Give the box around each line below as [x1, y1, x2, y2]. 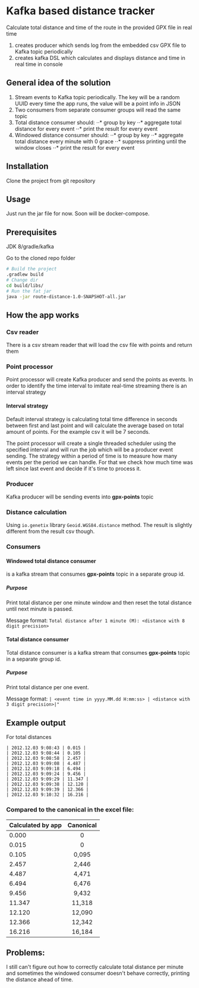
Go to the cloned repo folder [6, 254, 75, 262]
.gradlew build [6, 272, 44, 277]
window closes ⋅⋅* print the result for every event [14, 144, 135, 151]
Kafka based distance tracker [6, 4, 155, 18]
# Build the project [6, 266, 58, 272]
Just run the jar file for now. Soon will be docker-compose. [6, 210, 150, 217]
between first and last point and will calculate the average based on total [6, 422, 184, 429]
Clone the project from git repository [6, 177, 96, 184]
